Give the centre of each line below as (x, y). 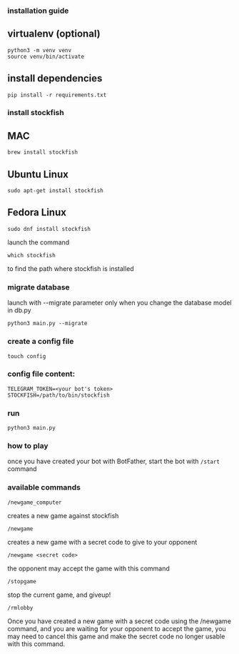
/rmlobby (20, 608)
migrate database (39, 287)
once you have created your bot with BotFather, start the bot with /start (113, 461)
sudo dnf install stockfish (49, 229)
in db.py (19, 310)
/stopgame (22, 581)
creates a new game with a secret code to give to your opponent (102, 542)
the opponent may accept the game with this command (88, 568)
